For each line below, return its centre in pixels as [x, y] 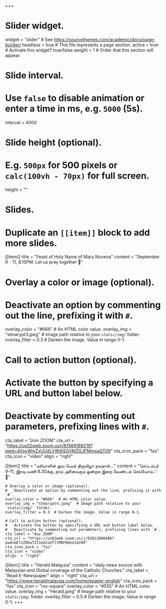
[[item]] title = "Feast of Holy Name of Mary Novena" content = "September [83, 257]
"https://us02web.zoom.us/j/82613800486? [71, 538]
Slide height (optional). [53, 143]
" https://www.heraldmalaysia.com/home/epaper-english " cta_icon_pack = [81, 581]
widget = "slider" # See [29, 39]
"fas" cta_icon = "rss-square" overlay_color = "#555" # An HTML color [78, 586]
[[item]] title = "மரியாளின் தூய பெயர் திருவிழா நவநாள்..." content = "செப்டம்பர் [82, 466]
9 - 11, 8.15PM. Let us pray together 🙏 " [44, 262]
